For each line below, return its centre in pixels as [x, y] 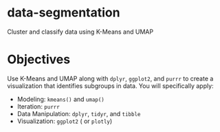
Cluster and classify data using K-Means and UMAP [80, 32]
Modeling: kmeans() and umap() [61, 99]
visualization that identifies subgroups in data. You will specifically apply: [111, 86]
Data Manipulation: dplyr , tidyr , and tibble [79, 113]
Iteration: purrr [38, 106]
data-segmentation [64, 13]
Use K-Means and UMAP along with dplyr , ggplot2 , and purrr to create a [110, 78]
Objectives [39, 59]
